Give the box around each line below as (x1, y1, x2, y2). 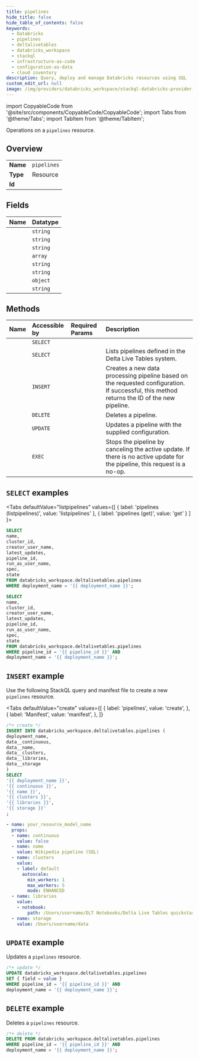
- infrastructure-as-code (11, 58, 76, 64)
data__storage (6, 761, 41, 767)
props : (11, 827, 28, 833)
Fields (6, 200, 30, 210)
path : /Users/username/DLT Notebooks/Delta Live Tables (27, 910, 168, 916)
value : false (17, 838, 49, 844)
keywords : (6, 25, 31, 32)
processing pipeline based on (105, 372, 188, 380)
